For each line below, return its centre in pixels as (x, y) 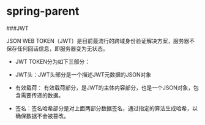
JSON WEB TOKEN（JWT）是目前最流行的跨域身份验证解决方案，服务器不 (100, 40)
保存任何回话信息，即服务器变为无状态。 (57, 48)
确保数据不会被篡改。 (42, 116)
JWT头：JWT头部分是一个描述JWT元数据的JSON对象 (83, 74)
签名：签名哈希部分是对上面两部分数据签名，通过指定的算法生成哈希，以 (106, 108)
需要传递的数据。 (42, 95)
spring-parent (43, 11)
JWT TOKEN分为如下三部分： (53, 61)
